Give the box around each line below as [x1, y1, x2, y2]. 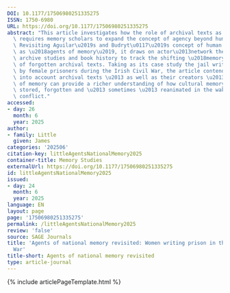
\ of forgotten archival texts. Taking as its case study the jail [13, 61, 210, 68]
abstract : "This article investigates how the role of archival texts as [7, 29, 222, 36]
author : [7, 125, 29, 132]
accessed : [7, 99, 36, 106]
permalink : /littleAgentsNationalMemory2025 [7, 220, 136, 227]
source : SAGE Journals [7, 233, 72, 240]
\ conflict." [13, 93, 51, 100]
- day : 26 [7, 106, 36, 113]
